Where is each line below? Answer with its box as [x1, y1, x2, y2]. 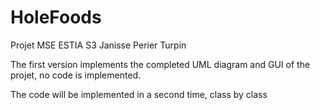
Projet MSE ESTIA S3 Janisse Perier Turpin [10, 39, 187, 51]
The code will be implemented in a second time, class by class [10, 88, 268, 100]
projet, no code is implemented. [10, 69, 142, 81]
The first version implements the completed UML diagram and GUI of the [10, 58, 311, 70]
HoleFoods [10, 6, 102, 29]
